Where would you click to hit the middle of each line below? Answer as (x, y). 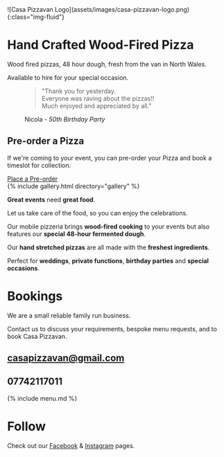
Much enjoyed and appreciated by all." (96, 106)
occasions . (24, 268)
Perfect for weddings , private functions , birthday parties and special (108, 260)
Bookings (35, 296)
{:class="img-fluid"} (36, 17)
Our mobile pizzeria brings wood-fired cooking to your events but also (109, 226)
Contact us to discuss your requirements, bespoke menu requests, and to (112, 329)
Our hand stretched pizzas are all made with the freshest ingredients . (109, 247)
